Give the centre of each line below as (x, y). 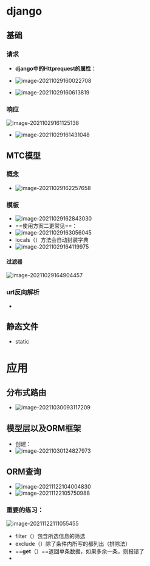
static (22, 342)
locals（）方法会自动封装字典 (52, 240)
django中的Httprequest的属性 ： (56, 68)
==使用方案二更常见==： (46, 226)
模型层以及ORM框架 (44, 428)
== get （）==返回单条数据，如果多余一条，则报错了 (80, 551)
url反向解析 (23, 292)
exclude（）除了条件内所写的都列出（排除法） (73, 544)
